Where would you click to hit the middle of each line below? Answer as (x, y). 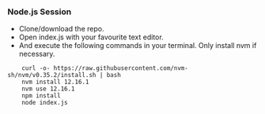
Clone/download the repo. (61, 29)
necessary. (37, 54)
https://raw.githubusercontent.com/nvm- (121, 68)
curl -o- (36, 68)
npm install (41, 96)
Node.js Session (40, 12)
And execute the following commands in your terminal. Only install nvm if (138, 46)
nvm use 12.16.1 (49, 89)
